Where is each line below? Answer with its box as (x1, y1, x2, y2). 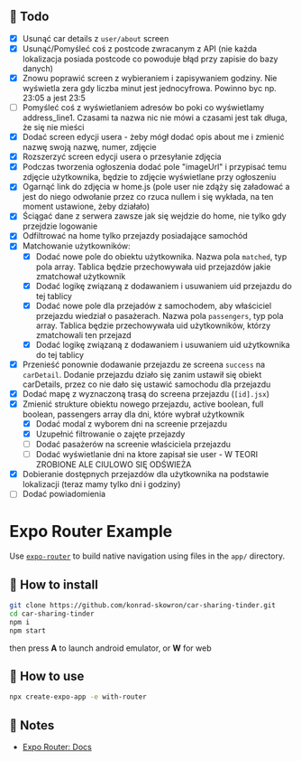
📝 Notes (9, 718, 55, 733)
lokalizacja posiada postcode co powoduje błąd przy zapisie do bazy (22, 53, 278, 64)
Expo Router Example (9, 521, 173, 541)
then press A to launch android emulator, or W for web (9, 643, 212, 653)
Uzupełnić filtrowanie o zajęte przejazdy (35, 428, 186, 439)
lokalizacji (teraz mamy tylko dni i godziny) (22, 479, 181, 490)
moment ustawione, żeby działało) (22, 201, 150, 212)
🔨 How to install (9, 577, 99, 592)
